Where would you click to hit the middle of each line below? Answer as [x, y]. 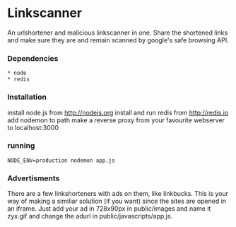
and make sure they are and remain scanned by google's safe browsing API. [118, 40]
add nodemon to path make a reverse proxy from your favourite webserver [116, 120]
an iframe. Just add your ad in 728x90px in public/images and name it [109, 209]
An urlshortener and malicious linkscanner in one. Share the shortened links [118, 33]
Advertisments [34, 178]
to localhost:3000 [33, 127]
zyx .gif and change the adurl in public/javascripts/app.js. [90, 216]
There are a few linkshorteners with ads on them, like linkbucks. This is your [118, 194]
